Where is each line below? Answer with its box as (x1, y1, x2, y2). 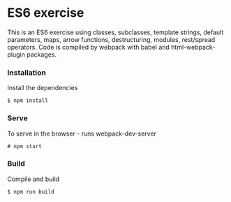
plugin (7, 50, 26, 59)
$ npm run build (7, 188, 54, 195)
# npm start (7, 143, 42, 150)
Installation (7, 68, 47, 78)
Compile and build (7, 175, 60, 183)
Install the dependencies (7, 84, 78, 92)
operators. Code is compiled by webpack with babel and (7, 43, 170, 51)
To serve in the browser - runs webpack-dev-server (7, 129, 157, 138)
